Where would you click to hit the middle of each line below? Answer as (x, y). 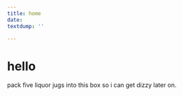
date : (15, 20)
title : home (24, 13)
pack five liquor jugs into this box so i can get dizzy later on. (92, 85)
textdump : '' (26, 26)
